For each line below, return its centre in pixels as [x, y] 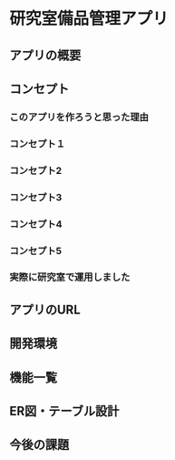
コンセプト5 [35, 250]
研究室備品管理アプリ [89, 19]
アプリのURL [45, 309]
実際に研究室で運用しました [70, 277]
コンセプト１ [38, 144]
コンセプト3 [36, 197]
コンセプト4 [36, 224]
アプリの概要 [45, 55]
